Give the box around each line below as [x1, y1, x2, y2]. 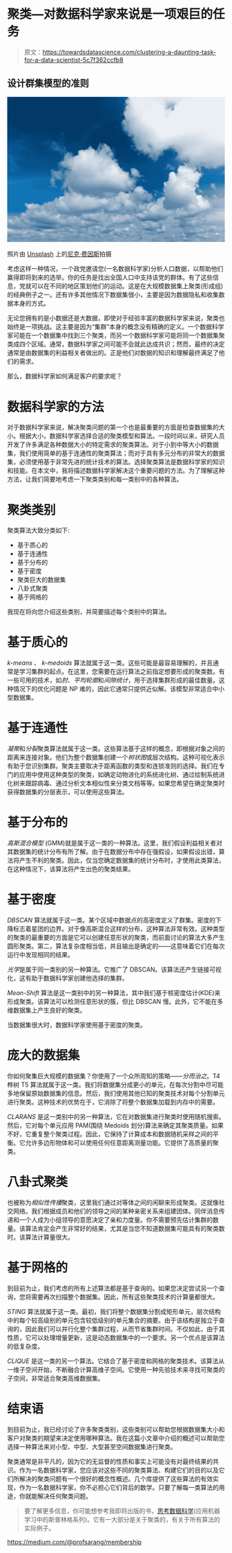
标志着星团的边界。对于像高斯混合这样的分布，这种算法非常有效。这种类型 [12, 924, 225, 933]
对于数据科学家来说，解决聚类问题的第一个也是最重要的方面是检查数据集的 [7, 423, 219, 432]
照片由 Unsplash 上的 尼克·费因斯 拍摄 [7, 250, 112, 258]
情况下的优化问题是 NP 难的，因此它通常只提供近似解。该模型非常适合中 [12, 685, 219, 693]
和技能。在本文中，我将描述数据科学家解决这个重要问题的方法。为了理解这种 [7, 466, 225, 475]
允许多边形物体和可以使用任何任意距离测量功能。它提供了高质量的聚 [25, 1138, 219, 1147]
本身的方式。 [12, 299, 50, 308]
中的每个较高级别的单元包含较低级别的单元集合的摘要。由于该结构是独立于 [7, 1316, 219, 1324]
